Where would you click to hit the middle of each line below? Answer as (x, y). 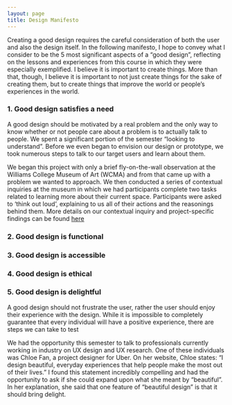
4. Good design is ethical (50, 273)
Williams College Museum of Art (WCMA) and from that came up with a (109, 174)
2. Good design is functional (55, 236)
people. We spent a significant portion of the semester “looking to (101, 138)
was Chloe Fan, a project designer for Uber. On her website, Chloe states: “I (115, 357)
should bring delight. (37, 394)
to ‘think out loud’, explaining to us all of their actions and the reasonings (110, 204)
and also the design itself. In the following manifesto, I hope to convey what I (116, 47)
